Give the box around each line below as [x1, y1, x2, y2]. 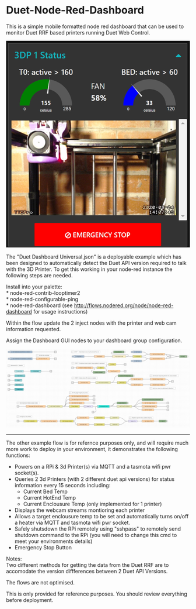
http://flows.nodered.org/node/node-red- [73, 302, 174, 309]
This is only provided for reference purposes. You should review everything [6, 590, 188, 597]
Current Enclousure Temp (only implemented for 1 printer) [23, 501, 162, 508]
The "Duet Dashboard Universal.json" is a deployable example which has [6, 253, 182, 260]
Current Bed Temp [23, 488, 68, 495]
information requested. [6, 325, 61, 332]
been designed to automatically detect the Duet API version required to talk [6, 259, 187, 266]
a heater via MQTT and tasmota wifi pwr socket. [14, 519, 130, 527]
